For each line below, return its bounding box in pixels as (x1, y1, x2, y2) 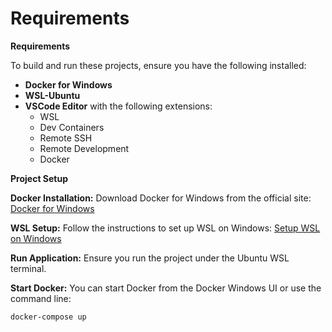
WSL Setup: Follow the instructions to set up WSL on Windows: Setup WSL (10, 222, 321, 234)
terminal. (10, 262, 47, 274)
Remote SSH (39, 132, 93, 144)
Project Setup (10, 172, 69, 184)
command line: (10, 292, 72, 304)
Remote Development (39, 142, 130, 154)
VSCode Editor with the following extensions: (24, 100, 213, 112)
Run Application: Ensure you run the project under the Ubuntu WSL (10, 252, 290, 264)
